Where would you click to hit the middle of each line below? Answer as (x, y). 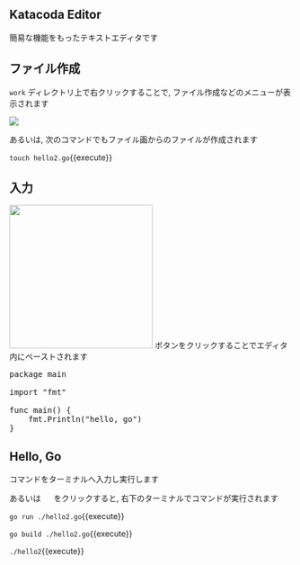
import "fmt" (38, 392)
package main (38, 374)
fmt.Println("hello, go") (85, 419)
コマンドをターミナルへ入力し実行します (84, 480)
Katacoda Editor (55, 15)
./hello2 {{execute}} (47, 552)
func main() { (40, 410)
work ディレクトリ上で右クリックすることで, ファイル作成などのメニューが (146, 92)
